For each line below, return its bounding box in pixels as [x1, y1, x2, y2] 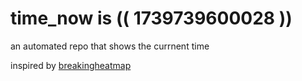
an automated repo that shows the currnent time [10, 40, 210, 52]
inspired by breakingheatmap [10, 59, 132, 71]
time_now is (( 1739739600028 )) [10, 7, 293, 30]
